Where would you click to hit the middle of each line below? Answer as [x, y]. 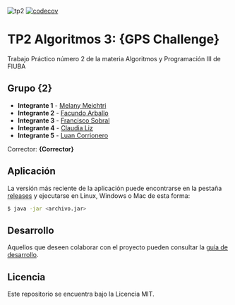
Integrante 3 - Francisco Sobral [64, 120]
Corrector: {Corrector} [41, 149]
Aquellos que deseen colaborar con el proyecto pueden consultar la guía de [117, 247]
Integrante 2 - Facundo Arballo [63, 113]
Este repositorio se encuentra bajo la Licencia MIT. [81, 294]
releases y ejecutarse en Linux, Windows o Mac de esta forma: [99, 195]
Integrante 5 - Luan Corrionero [63, 135]
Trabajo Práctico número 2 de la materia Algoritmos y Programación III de [114, 58]
